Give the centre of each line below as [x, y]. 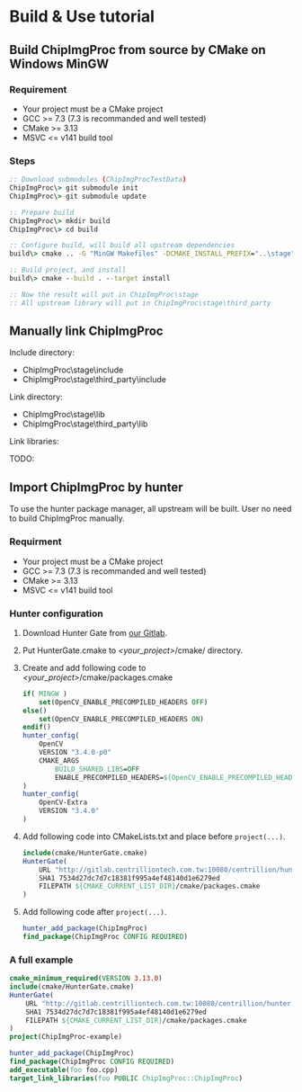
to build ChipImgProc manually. [67, 518]
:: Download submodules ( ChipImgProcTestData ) [98, 180]
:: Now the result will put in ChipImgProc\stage [104, 294]
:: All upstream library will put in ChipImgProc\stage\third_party [140, 303]
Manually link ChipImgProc [86, 331]
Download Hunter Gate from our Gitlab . [95, 632]
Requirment [36, 542]
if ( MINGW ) [44, 694]
